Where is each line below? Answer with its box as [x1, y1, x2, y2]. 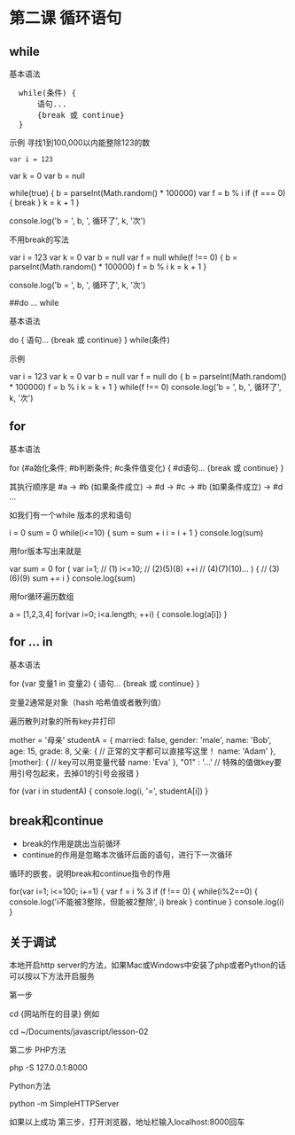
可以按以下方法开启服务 [9, 971, 95, 982]
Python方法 [9, 1081, 51, 1092]
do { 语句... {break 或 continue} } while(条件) [9, 334, 171, 345]
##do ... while [9, 298, 59, 308]
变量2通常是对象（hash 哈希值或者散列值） [9, 697, 167, 708]
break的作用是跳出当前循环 [21, 839, 121, 849]
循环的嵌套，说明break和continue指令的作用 [9, 868, 171, 879]
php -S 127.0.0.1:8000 [9, 1062, 89, 1073]
